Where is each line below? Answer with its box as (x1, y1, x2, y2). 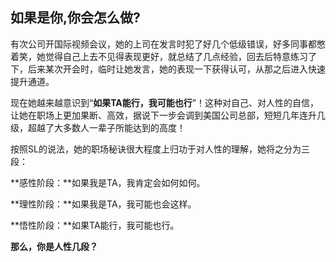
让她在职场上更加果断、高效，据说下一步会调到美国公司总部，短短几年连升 (10, 109, 317, 121)
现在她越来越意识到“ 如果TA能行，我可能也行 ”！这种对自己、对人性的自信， (10, 96, 319, 108)
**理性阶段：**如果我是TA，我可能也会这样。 (10, 198, 197, 210)
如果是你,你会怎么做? (10, 9, 141, 27)
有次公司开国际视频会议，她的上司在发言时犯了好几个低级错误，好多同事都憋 (10, 38, 326, 50)
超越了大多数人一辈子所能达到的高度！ (27, 121, 186, 133)
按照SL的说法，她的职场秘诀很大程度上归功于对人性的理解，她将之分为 (10, 143, 302, 155)
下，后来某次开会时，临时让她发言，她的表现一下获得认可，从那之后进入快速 (10, 63, 326, 75)
